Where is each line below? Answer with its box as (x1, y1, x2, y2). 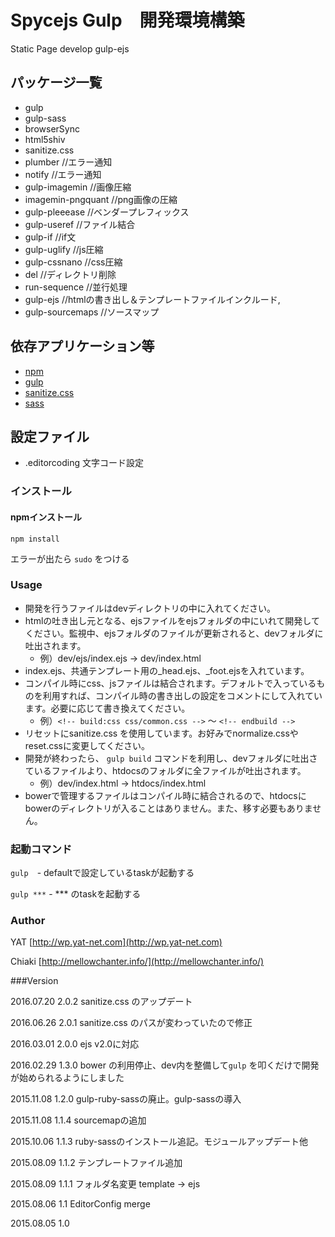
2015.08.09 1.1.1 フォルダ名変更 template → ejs (10, 1178, 201, 1190)
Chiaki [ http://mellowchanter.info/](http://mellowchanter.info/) (10, 956, 265, 968)
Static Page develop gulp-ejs (10, 42, 130, 55)
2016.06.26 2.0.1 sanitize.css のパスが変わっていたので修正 (10, 1017, 253, 1029)
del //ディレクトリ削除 (24, 268, 117, 280)
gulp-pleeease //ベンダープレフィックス (24, 206, 190, 218)
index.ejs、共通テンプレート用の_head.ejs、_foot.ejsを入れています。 (24, 664, 310, 676)
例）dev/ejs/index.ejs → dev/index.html (39, 652, 202, 664)
